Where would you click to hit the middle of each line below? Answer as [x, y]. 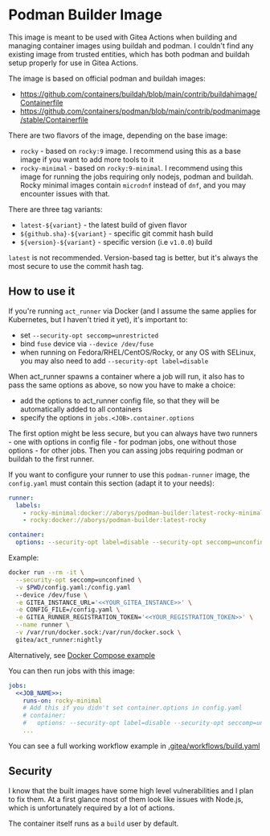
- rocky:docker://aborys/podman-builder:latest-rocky [115, 520]
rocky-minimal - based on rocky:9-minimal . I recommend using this [131, 168]
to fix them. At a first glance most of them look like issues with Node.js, [126, 799]
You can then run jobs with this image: [72, 671]
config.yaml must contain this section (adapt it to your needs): [111, 483]
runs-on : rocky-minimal [63, 701]
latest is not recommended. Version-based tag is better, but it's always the [133, 257]
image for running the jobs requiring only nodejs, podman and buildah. [137, 176]
